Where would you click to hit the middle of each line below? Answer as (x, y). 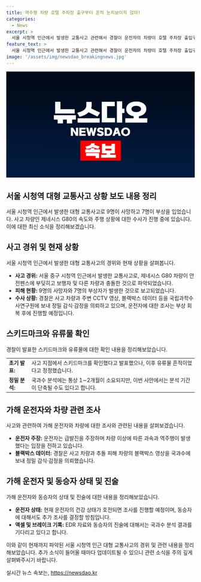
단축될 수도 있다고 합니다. (67, 387)
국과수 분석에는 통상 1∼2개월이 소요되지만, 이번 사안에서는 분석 (105, 380)
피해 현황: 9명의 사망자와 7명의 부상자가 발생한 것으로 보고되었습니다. (95, 290)
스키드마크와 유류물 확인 (48, 334)
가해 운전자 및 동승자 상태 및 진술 (63, 482)
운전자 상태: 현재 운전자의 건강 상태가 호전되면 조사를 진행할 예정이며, (95, 509)
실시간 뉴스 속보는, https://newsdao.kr (52, 572)
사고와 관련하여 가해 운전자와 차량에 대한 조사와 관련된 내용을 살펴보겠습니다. (96, 425)
